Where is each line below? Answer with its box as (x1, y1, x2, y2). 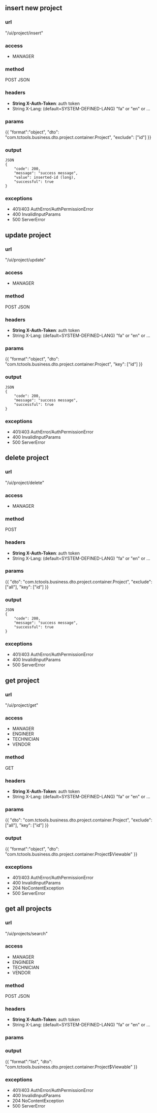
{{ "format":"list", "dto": (5, 1058, 53, 1064)
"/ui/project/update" (5, 257, 46, 263)
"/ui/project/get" (5, 702, 38, 708)
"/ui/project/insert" (5, 30, 43, 36)
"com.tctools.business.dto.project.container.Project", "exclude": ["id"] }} (5, 134, 152, 140)
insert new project (5, 4, 63, 12)
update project (5, 231, 52, 239)
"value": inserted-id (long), (14, 175, 76, 180)
